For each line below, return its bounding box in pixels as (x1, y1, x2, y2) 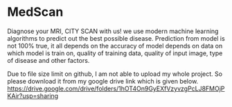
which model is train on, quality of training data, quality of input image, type (7, 49, 223, 57)
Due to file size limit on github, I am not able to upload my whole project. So (7, 70, 223, 78)
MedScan (7, 4, 64, 20)
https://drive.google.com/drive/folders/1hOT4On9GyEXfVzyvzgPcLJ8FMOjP (7, 84, 225, 93)
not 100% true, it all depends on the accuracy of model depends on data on (7, 41, 223, 50)
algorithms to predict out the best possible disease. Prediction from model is (7, 34, 225, 42)
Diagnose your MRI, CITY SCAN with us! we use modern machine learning (7, 27, 219, 35)
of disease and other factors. (7, 56, 90, 64)
